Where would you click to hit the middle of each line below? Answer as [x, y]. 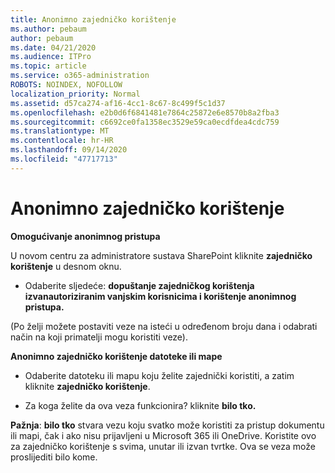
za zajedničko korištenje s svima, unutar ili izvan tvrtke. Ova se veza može [163, 446]
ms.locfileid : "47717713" [64, 159]
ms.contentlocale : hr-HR [62, 141]
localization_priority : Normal [75, 94]
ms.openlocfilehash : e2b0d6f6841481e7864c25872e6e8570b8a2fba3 [145, 112]
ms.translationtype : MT [60, 131]
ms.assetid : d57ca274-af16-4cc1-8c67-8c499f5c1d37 [118, 103]
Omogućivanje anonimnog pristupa [85, 236]
